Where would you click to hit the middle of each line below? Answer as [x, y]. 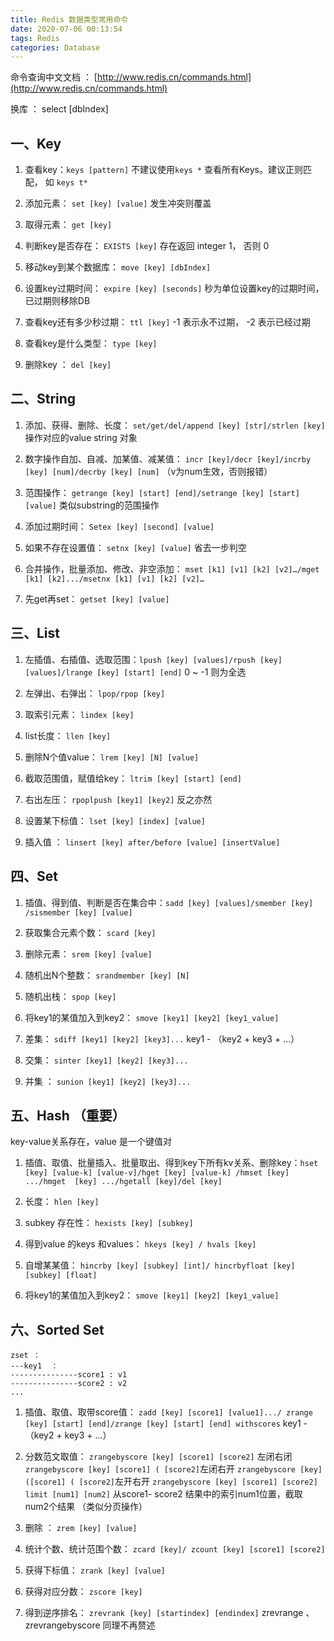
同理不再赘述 [129, 1625]
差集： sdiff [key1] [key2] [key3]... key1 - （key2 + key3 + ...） [162, 1038]
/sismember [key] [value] [78, 912]
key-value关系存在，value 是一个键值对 [91, 1142]
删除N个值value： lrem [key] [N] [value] [112, 757]
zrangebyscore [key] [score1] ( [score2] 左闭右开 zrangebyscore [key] [173, 1469]
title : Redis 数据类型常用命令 [69, 19]
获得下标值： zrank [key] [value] [95, 1570]
